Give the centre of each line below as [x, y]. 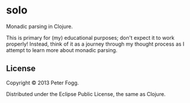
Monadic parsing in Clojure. [40, 26]
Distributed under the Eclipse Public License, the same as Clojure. [86, 94]
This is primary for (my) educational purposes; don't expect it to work [90, 37]
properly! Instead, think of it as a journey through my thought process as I [95, 44]
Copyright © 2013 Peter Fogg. [43, 83]
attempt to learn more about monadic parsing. [62, 50]
